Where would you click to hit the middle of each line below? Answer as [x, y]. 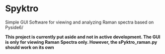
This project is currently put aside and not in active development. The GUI [83, 37]
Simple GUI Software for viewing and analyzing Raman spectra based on [80, 22]
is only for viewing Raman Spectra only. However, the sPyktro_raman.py [81, 42]
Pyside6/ [14, 27]
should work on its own [30, 47]
